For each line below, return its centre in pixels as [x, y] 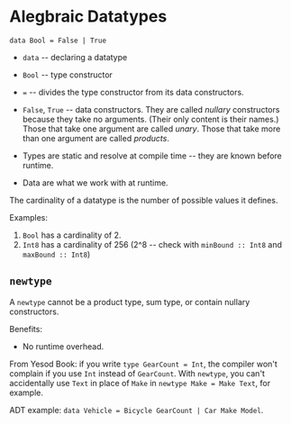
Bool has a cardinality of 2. [72, 235]
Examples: [28, 217]
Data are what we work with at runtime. [95, 183]
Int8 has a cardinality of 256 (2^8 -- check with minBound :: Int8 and [152, 244]
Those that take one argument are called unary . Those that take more [151, 129]
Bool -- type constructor [67, 75]
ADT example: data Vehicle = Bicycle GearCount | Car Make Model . [136, 410]
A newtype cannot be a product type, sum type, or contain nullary [130, 302]
